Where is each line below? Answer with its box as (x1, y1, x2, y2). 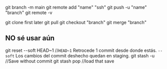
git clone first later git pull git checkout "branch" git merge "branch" (5, 20, 147, 25)
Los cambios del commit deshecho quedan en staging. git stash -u (15, 52, 155, 58)
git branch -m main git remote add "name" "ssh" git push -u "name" (5, 5, 147, 10)
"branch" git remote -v (5, 10, 53, 16)
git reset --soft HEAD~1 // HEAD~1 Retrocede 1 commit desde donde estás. (5, 47, 157, 53)
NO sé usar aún (5, 34, 55, 42)
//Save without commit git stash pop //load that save (5, 58, 115, 64)
